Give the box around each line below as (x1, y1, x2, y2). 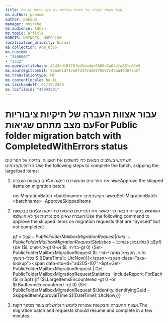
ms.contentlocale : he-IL (5, 77, 57, 83)
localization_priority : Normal (5, 40, 71, 45)
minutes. (12, 313, 31, 319)
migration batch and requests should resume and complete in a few (12, 307, 152, 313)
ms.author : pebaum (5, 12, 44, 17)
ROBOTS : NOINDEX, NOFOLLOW (5, 36, 62, 41)
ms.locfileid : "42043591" (5, 87, 59, 92)
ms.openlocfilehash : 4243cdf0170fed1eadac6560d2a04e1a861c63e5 (5, 63, 141, 68)
